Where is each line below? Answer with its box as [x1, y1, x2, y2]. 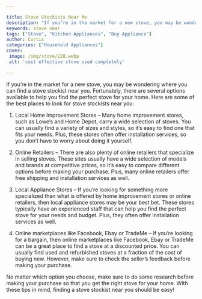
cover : [6, 48, 23, 54]
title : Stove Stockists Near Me [6, 14, 87, 20]
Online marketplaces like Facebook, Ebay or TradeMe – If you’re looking [14, 229, 194, 236]
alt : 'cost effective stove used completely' [8, 58, 125, 65]
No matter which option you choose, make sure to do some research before [6, 273, 194, 280]
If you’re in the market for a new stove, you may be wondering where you [6, 81, 188, 88]
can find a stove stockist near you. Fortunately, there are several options [6, 87, 185, 94]
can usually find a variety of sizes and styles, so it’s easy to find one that [14, 124, 195, 131]
